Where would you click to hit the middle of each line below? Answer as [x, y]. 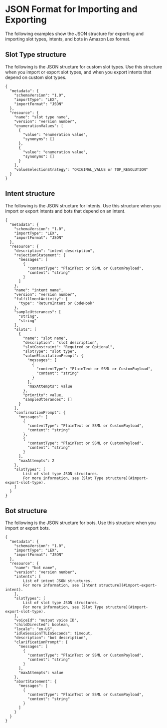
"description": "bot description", [51, 638]
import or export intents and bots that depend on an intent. [65, 211]
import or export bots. [28, 528]
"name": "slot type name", [42, 117]
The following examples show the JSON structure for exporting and [74, 33]
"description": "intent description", [54, 251]
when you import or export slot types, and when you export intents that [78, 72]
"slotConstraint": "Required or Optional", [69, 347]
